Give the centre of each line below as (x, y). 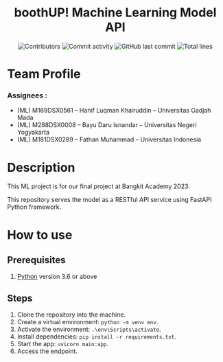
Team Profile (44, 74)
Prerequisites (36, 260)
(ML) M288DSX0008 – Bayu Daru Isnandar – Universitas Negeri (107, 125)
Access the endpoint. (47, 351)
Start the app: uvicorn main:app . (62, 344)
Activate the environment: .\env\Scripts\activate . (89, 329)
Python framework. (34, 207)
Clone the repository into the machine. (71, 315)
